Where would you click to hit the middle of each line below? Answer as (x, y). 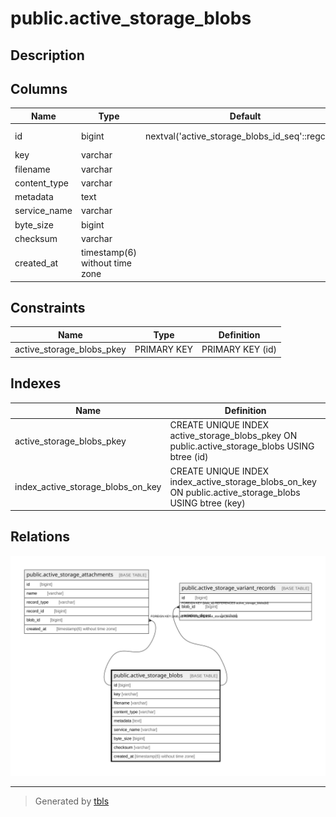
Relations (40, 537)
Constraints (48, 308)
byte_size (34, 224)
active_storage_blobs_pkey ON (233, 436)
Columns (39, 88)
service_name (43, 211)
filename (32, 169)
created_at (36, 263)
